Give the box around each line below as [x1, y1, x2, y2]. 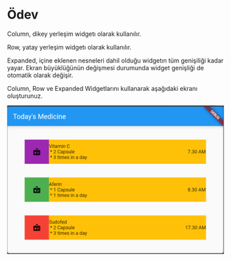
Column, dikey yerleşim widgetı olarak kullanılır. [7, 30, 142, 38]
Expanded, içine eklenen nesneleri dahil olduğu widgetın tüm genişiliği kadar [7, 56, 224, 65]
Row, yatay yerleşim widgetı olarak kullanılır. [7, 43, 132, 51]
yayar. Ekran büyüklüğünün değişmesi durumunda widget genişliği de [7, 63, 204, 72]
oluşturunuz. [7, 92, 43, 100]
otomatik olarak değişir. [7, 71, 74, 79]
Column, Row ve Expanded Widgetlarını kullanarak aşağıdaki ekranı [7, 84, 198, 92]
